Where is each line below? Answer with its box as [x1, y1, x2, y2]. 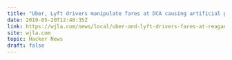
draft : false [7, 42, 45, 49]
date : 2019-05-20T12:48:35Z [7, 17, 88, 23]
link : [7, 23, 23, 30]
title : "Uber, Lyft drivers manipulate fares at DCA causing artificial [7, 10, 221, 17]
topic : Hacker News [7, 36, 64, 43]
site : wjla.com [7, 29, 51, 37]
